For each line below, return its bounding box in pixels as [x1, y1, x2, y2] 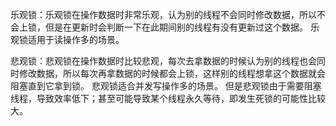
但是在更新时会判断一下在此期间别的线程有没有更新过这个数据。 [44, 21, 308, 33]
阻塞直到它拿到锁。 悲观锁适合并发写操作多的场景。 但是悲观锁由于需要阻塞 [10, 80, 322, 92]
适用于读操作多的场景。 [27, 34, 125, 45]
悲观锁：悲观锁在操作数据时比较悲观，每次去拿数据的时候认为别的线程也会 [10, 55, 317, 67]
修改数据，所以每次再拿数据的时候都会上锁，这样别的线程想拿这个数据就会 [18, 68, 326, 79]
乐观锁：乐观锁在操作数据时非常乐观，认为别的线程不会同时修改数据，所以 [10, 9, 317, 20]
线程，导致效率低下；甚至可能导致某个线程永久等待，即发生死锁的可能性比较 [10, 93, 326, 104]
